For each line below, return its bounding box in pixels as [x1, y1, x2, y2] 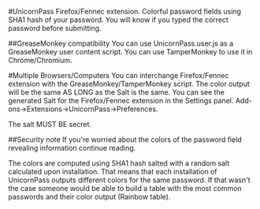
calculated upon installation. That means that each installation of [8, 167, 217, 176]
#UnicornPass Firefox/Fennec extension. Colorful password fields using [8, 7, 242, 16]
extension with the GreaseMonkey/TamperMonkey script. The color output [8, 79, 251, 88]
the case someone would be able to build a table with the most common [8, 184, 242, 192]
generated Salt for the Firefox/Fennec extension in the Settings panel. [8, 96, 234, 105]
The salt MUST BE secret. [8, 120, 92, 129]
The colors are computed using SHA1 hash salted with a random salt [8, 159, 230, 168]
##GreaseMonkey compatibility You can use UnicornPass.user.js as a [8, 39, 234, 48]
